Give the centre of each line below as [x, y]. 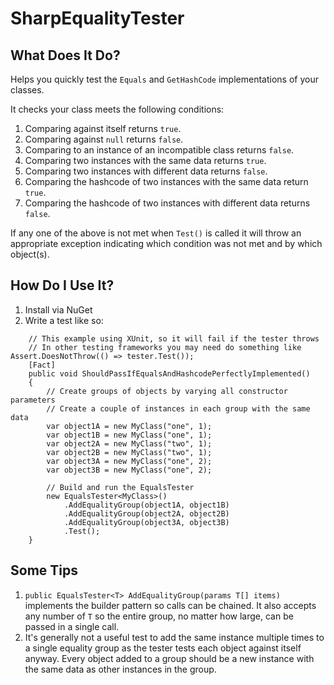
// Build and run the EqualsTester [120, 487]
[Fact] [42, 365]
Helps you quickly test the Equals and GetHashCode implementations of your [164, 79]
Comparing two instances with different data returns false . [146, 171]
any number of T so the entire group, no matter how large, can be [159, 616]
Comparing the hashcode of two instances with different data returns [167, 203]
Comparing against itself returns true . [103, 128]
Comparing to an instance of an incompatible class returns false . [159, 150]
